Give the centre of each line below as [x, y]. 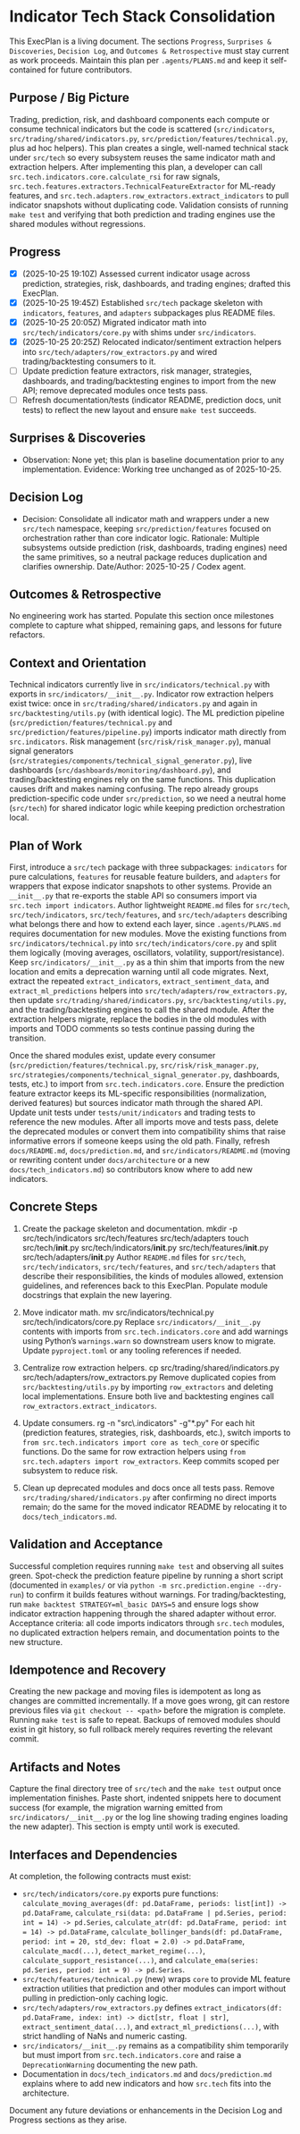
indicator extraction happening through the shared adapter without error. [143, 1613]
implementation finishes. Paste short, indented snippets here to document [145, 1798]
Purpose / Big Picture [69, 98]
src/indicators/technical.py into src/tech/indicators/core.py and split [143, 943]
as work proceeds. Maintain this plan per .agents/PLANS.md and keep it [139, 60]
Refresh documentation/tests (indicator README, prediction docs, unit [151, 400]
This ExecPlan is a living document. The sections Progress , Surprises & [141, 41]
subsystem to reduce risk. [70, 1470]
